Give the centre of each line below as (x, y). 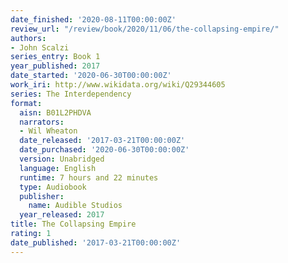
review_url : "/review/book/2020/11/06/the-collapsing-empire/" (145, 29)
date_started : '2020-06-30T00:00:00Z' (91, 76)
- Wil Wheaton (48, 131)
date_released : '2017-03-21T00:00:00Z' (102, 141)
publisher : (42, 196)
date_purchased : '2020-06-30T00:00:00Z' (104, 150)
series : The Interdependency (71, 94)
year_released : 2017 (62, 215)
